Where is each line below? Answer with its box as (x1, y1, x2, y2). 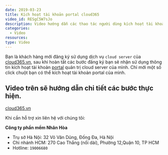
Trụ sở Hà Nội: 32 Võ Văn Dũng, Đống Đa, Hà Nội (12, 134, 114, 140)
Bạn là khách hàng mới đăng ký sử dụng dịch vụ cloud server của (5, 53, 141, 59)
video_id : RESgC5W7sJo (5, 16, 52, 21)
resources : (5, 35, 28, 40)
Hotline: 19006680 (12, 144, 48, 150)
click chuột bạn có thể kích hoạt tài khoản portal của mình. (5, 69, 126, 75)
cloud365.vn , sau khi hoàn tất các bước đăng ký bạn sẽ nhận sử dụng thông (5, 58, 162, 65)
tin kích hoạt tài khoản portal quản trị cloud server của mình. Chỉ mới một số (5, 64, 161, 70)
